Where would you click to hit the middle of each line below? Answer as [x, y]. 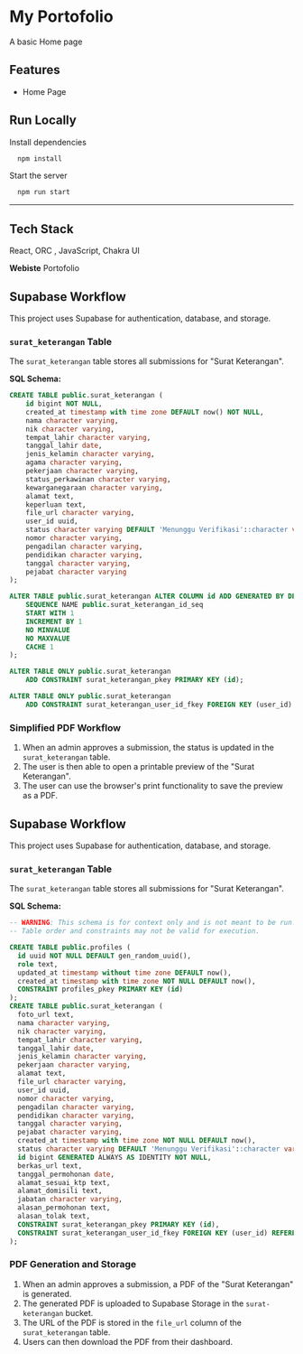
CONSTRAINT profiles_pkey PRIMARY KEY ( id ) [100, 990]
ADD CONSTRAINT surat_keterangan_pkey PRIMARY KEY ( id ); [135, 680]
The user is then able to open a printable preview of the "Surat [138, 767]
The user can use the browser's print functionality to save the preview [153, 786]
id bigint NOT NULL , [64, 404]
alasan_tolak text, [54, 1217]
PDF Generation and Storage [73, 1265]
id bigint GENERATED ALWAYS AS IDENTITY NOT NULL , [115, 1157]
